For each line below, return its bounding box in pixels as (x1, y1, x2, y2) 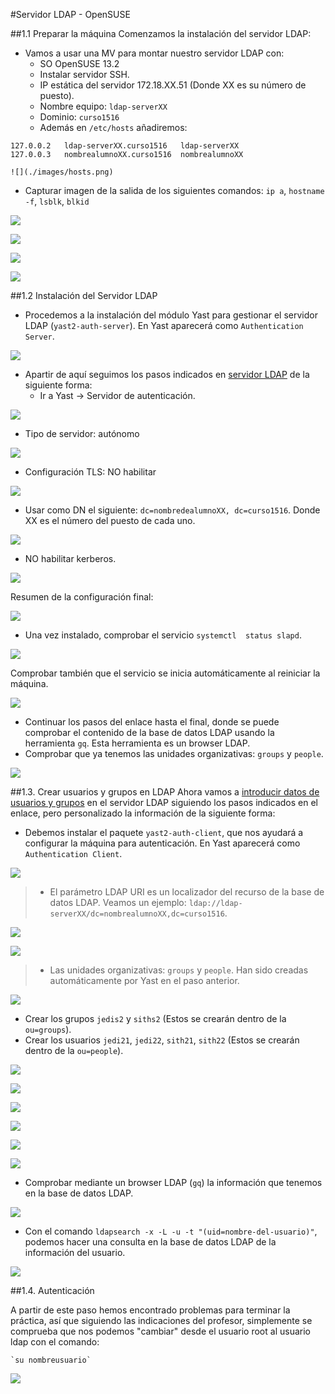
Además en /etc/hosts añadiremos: (39, 122, 188, 133)
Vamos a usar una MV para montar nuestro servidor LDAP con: (24, 47, 285, 59)
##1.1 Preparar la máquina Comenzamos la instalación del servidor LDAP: (10, 28, 312, 39)
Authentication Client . (24, 848, 123, 859)
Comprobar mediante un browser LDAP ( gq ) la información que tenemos (24, 1177, 323, 1188)
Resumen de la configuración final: (10, 591, 154, 603)
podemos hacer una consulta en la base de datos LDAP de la (24, 1236, 277, 1248)
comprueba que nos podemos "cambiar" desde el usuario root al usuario (10, 1325, 311, 1337)
